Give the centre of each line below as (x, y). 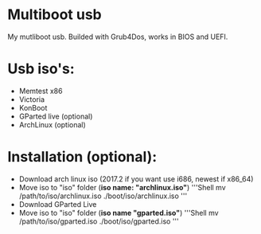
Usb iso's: (41, 69)
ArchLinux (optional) (53, 124)
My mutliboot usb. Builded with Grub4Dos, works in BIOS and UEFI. (118, 37)
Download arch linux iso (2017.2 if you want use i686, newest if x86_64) (136, 179)
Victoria (32, 99)
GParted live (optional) (56, 116)
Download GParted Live (58, 204)
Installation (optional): (82, 157)
